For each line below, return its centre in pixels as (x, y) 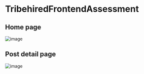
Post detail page (31, 54)
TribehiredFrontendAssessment (72, 9)
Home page (23, 27)
